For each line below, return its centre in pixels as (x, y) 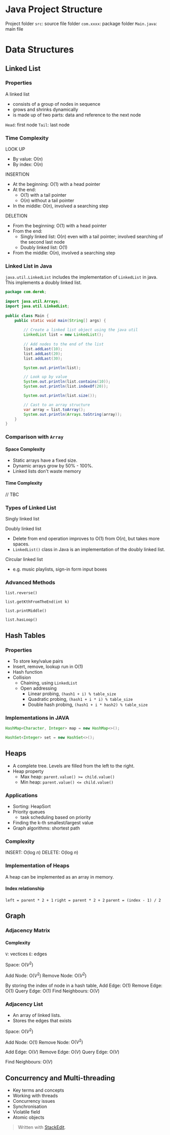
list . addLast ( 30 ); (43, 359)
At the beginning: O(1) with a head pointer (56, 184)
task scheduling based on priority (55, 817)
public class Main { (27, 316)
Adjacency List (24, 1004)
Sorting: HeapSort (32, 807)
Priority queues (29, 812)
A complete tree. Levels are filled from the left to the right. (74, 766)
